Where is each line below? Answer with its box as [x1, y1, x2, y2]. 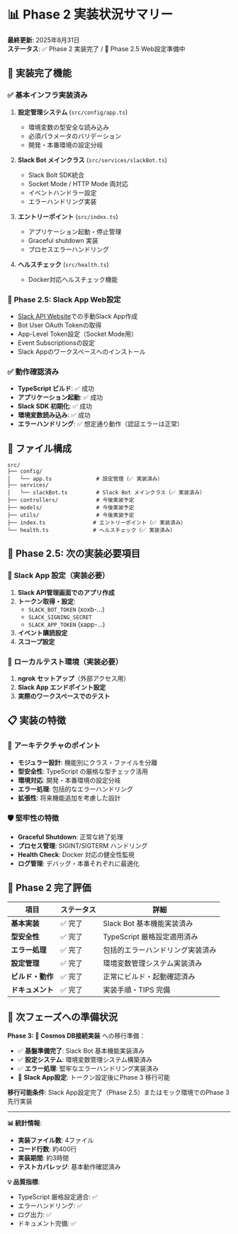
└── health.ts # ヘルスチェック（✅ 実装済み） [7, 527, 176, 534]
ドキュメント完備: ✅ [17, 1219, 76, 1228]
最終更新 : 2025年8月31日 [7, 35, 80, 44]
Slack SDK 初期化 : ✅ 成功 [17, 402, 92, 411]
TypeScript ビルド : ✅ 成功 [17, 384, 94, 393]
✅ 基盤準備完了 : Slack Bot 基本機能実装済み [17, 1046, 145, 1055]
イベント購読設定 [17, 628, 68, 637]
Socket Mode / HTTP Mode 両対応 [28, 179, 129, 188]
